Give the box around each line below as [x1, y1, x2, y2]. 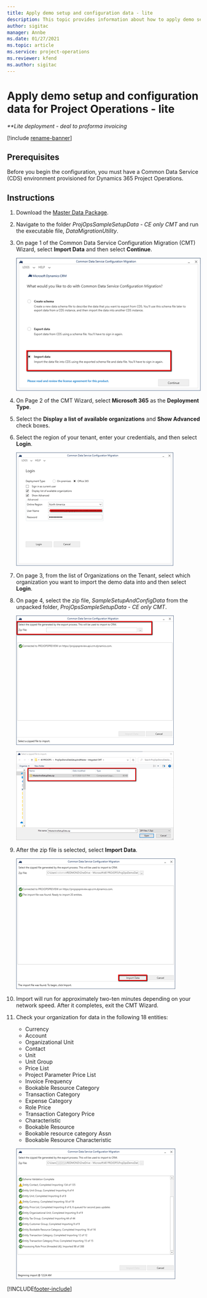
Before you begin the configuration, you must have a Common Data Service [7, 168, 198, 176]
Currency [25, 1025, 49, 1033]
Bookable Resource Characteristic [25, 1137, 112, 1144]
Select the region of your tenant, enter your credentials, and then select [15, 433, 197, 441]
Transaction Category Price [25, 1110, 95, 1117]
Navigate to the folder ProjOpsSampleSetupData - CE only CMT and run [15, 221, 199, 228]
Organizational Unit [25, 1038, 74, 1046]
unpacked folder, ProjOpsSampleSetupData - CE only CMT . [15, 604, 167, 611]
